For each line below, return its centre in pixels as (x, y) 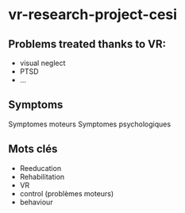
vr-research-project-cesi (92, 15)
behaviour (36, 202)
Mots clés (33, 149)
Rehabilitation (42, 176)
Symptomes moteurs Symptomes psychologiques (90, 124)
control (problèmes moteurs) (67, 193)
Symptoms (36, 105)
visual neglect (42, 63)
